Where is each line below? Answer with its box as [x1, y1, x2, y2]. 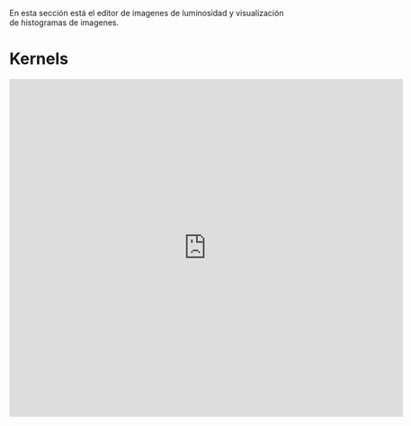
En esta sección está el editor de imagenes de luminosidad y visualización [9, 8, 284, 18]
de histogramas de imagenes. [9, 17, 120, 28]
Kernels [9, 49, 69, 69]
